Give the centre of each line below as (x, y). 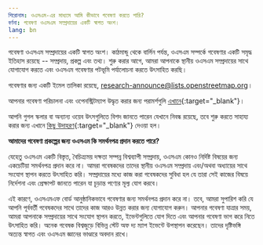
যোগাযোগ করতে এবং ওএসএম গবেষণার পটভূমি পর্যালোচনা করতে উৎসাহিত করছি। (98, 70)
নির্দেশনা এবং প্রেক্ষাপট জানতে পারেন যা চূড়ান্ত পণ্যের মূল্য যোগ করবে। (84, 183)
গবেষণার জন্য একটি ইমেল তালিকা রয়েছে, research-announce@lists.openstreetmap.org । (130, 85)
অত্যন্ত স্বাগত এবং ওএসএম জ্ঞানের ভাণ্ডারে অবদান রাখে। (69, 234)
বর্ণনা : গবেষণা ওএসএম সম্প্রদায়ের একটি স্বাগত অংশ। (64, 23)
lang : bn (22, 30)
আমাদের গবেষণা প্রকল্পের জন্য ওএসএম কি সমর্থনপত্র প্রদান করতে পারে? (84, 141)
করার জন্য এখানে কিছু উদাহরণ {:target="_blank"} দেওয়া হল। (85, 125)
